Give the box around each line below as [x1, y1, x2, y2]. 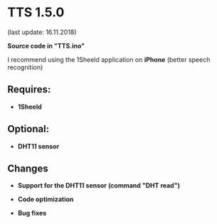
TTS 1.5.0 [7, 4, 65, 21]
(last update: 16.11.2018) [7, 28, 77, 36]
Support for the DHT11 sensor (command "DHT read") [17, 181, 180, 190]
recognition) [7, 63, 43, 71]
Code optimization [17, 195, 74, 203]
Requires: [7, 83, 51, 96]
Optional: [7, 123, 50, 135]
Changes [7, 162, 48, 174]
